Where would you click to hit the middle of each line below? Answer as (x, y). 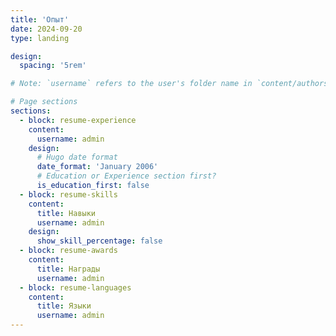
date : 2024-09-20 (46, 29)
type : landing (40, 38)
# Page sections (44, 102)
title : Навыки (66, 213)
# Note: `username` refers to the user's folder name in (131, 84)
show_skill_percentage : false (99, 241)
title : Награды (68, 269)
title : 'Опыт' (40, 19)
